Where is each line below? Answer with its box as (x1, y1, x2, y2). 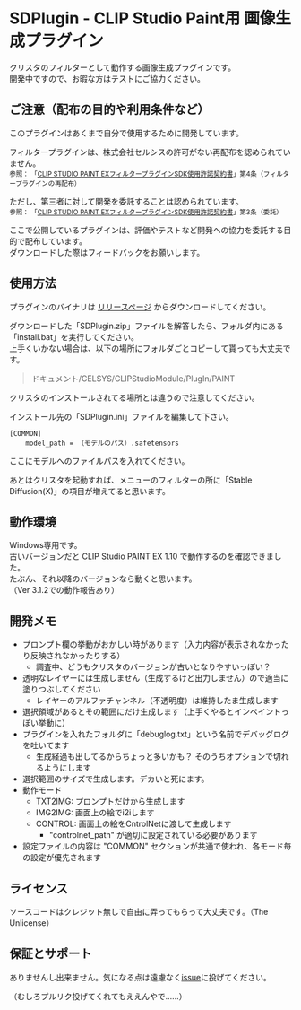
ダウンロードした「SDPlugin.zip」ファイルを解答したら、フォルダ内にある (9, 320, 284, 331)
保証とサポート (9, 946, 92, 962)
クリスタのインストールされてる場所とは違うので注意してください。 (9, 392, 260, 403)
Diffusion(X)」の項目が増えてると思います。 (9, 485, 170, 496)
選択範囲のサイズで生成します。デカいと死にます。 (21, 773, 210, 785)
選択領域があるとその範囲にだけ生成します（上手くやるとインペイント (21, 706, 282, 718)
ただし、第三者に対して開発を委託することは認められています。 (9, 196, 244, 206)
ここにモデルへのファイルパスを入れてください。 (9, 455, 190, 466)
